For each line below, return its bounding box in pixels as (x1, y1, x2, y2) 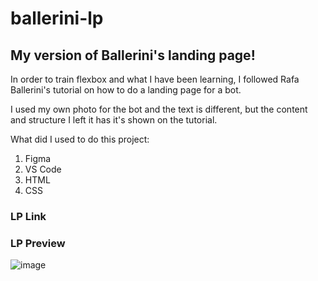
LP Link (10, 209, 47, 223)
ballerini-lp (10, 7, 104, 30)
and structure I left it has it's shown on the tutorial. (10, 114, 218, 126)
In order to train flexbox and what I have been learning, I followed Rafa (10, 73, 300, 85)
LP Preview (10, 236, 66, 250)
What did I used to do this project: (10, 133, 150, 145)
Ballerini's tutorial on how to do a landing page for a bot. (10, 84, 242, 96)
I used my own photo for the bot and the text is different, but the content (10, 103, 308, 115)
